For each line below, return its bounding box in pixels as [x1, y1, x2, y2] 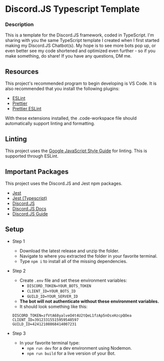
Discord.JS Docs [12, 205, 47, 211]
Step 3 [12, 330, 26, 336]
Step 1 [12, 238, 25, 244]
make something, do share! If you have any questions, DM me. [5, 53, 132, 59]
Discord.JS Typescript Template [5, 3, 140, 15]
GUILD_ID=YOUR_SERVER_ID [27, 294, 78, 299]
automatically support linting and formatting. [5, 121, 95, 127]
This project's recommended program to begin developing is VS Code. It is [5, 80, 157, 87]
